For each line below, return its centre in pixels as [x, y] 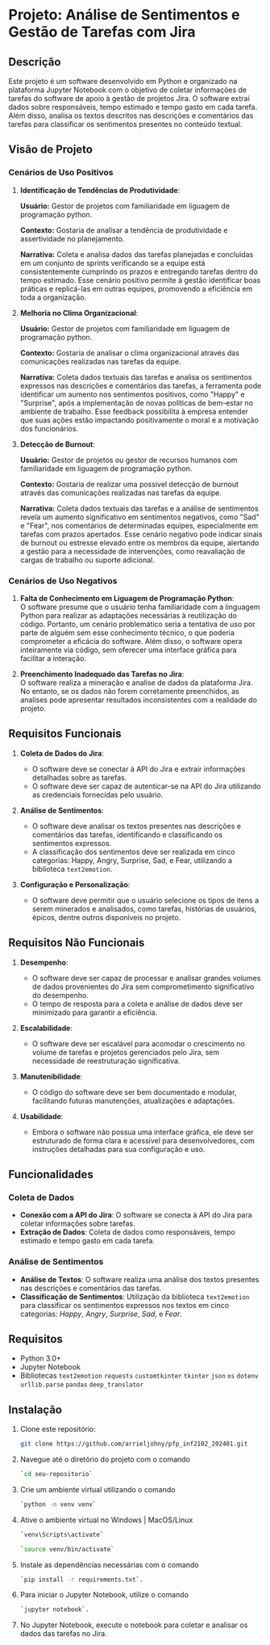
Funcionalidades [51, 1174]
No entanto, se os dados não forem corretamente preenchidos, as [129, 691]
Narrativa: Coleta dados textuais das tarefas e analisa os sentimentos [136, 377]
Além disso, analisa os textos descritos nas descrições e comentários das [131, 116]
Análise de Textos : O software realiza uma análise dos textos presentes [139, 1279]
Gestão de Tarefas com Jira [102, 32]
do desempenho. [60, 995]
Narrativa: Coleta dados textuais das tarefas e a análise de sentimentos [139, 508]
